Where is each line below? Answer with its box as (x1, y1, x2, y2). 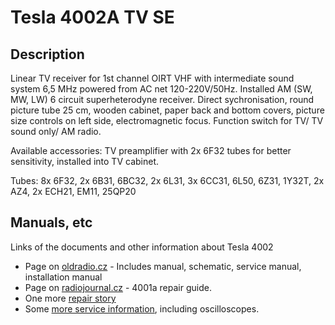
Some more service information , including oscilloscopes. (24, 302, 260, 315)
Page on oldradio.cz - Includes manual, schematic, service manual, (24, 260, 302, 272)
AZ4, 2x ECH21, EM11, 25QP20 (10, 186, 137, 197)
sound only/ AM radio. (10, 126, 102, 137)
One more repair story (24, 292, 117, 304)
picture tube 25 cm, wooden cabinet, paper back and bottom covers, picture (10, 104, 325, 116)
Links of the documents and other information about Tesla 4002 (10, 241, 274, 253)
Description (10, 46, 85, 63)
